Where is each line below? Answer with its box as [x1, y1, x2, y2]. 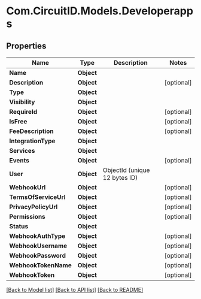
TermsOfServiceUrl [9, 193, 66, 201]
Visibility [9, 98, 35, 106]
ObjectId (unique [102, 166, 150, 174]
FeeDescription [9, 127, 54, 135]
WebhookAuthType [9, 232, 66, 240]
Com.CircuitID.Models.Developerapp [6, 4, 193, 18]
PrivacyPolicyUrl [9, 203, 58, 211]
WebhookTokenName [9, 261, 72, 269]
